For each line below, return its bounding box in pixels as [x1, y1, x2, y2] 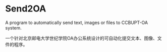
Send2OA [5, 3, 46, 14]
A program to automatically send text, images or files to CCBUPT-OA [5, 19, 148, 25]
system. [5, 24, 22, 30]
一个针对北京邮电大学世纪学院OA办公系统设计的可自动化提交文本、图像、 [5, 35, 157, 41]
